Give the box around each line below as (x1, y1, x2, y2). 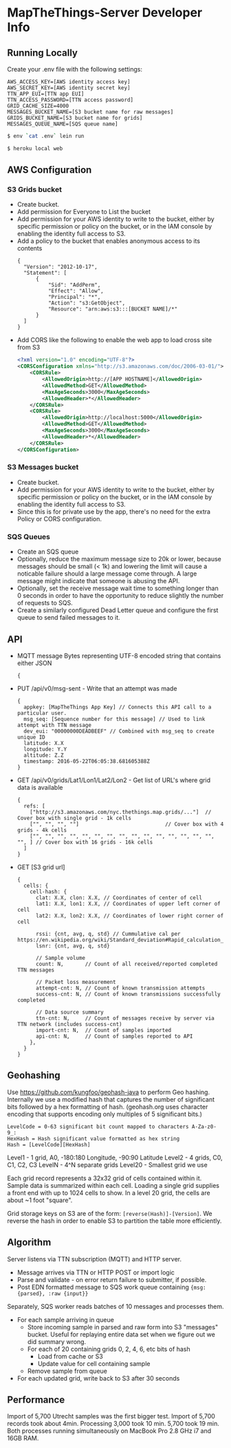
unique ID (16, 733, 46, 741)
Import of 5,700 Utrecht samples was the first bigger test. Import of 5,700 (7, 1412, 215, 1420)
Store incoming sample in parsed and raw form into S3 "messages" (27, 1323, 219, 1331)
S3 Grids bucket (7, 185, 62, 194)
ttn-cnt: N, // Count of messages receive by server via (35, 1014, 214, 1022)
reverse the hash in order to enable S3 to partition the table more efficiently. (7, 1217, 222, 1225)
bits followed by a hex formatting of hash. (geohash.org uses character (7, 1102, 208, 1111)
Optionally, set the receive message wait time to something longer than (16, 584, 219, 593)
